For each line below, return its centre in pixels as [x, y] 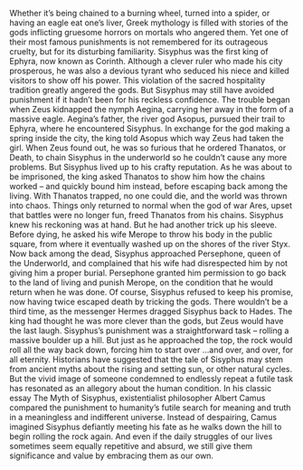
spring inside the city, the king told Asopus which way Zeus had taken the [147, 138]
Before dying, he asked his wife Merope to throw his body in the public [141, 234]
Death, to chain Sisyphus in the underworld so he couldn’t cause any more [148, 157]
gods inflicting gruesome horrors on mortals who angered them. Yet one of [149, 32]
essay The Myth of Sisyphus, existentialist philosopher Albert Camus [137, 398]
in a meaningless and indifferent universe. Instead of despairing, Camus [143, 417]
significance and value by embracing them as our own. [112, 456]
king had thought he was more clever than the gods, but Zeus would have [147, 321]
